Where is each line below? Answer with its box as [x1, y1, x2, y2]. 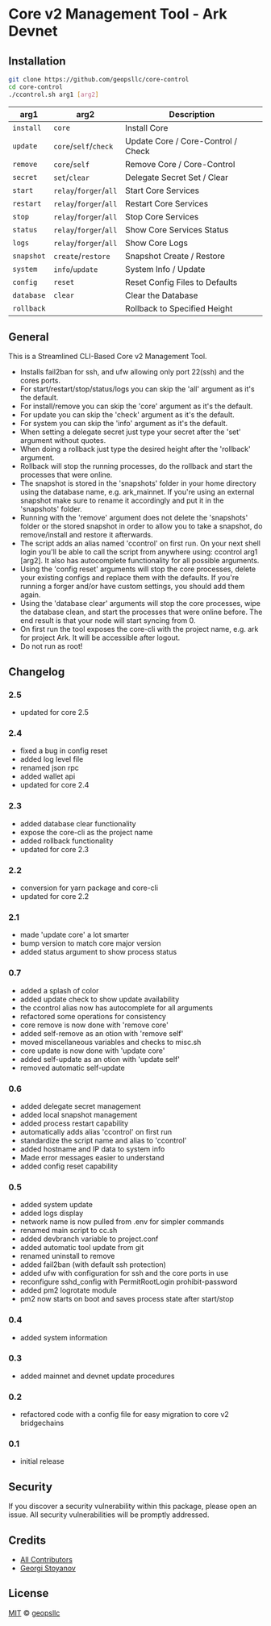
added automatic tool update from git [19, 1243, 144, 1252]
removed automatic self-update [19, 1063, 125, 1072]
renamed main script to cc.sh [19, 1226, 118, 1235]
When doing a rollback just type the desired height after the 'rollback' [19, 445, 252, 454]
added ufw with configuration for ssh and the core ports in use [19, 1269, 229, 1278]
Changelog [8, 665, 65, 679]
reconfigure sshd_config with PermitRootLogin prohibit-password [19, 1277, 238, 1287]
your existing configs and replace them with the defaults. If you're [19, 573, 240, 583]
